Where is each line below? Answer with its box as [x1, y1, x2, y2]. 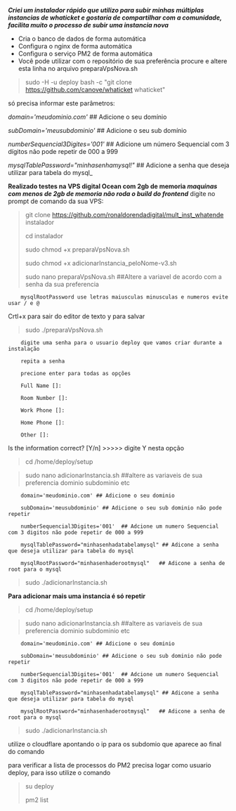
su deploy [25, 782, 55, 790]
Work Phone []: [20, 407, 65, 414]
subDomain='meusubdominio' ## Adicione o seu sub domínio [8, 126, 187, 134]
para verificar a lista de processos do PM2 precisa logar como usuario [8, 761, 211, 769]
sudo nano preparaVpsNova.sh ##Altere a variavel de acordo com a [25, 273, 222, 280]
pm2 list [25, 796, 48, 804]
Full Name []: [20, 382, 62, 389]
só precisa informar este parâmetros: [8, 99, 115, 108]
